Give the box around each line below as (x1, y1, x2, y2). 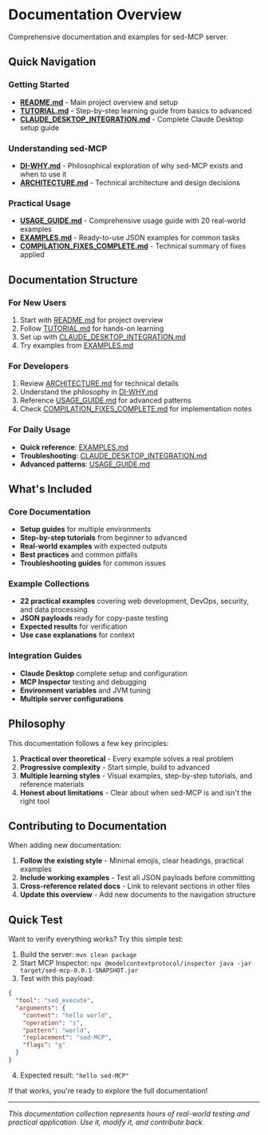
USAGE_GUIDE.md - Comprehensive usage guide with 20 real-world (19, 216, 246, 225)
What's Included (8, 482, 93, 496)
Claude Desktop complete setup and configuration (19, 669, 187, 678)
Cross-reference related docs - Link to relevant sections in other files (19, 881, 251, 891)
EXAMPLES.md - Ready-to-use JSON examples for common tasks (19, 233, 240, 243)
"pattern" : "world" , (22, 1026, 91, 1034)
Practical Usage (8, 197, 71, 208)
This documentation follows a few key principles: (8, 738, 169, 748)
